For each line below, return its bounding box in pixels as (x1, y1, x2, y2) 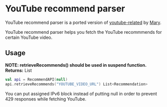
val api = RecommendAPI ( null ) (5, 77, 68, 82)
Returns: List (5, 67, 32, 73)
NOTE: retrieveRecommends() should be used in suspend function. (5, 62, 147, 68)
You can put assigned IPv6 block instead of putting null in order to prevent (5, 91, 158, 97)
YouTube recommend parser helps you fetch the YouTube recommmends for (5, 29, 162, 35)
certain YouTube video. (5, 34, 53, 40)
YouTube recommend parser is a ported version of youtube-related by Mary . (5, 19, 162, 25)
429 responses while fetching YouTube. (5, 96, 86, 102)
